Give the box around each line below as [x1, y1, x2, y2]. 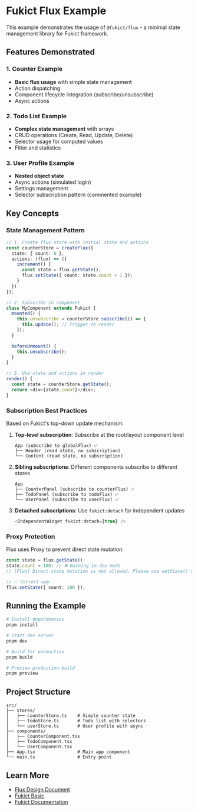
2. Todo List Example [6, 112, 67, 120]
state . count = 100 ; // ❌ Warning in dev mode [6, 563, 121, 569]
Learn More [6, 770, 49, 780]
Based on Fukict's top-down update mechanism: [6, 420, 124, 427]
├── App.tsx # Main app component [6, 749, 131, 755]
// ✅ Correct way [6, 579, 50, 585]
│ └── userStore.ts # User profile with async [6, 723, 144, 729]
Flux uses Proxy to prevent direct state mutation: [6, 546, 124, 553]
